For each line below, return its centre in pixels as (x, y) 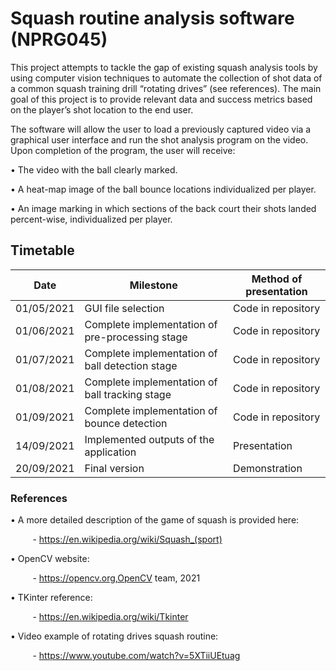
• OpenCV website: (50, 559)
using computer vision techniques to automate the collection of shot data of (166, 78)
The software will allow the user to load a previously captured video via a (161, 129)
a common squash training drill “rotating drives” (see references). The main (166, 88)
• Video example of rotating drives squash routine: (114, 636)
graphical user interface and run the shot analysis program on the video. (159, 139)
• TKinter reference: (51, 598)
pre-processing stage (136, 337)
